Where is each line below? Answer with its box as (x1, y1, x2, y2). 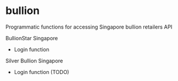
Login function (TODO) (14, 68, 69, 75)
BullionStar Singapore (5, 34, 58, 41)
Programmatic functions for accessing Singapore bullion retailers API (5, 23, 173, 30)
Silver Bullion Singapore (5, 57, 63, 64)
